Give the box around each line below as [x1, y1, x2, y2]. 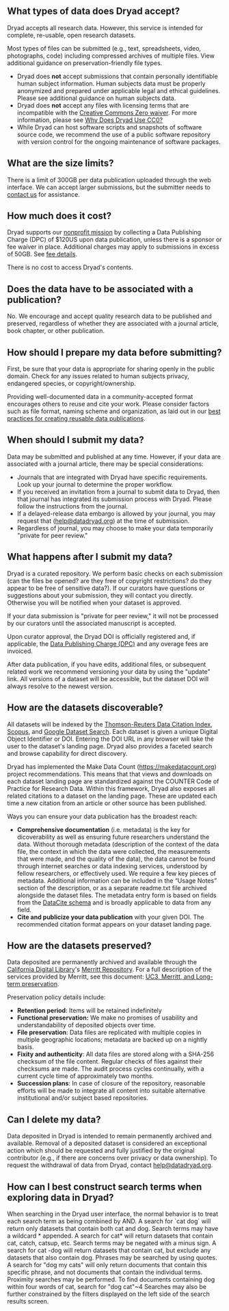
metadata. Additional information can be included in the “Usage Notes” [16, 877, 217, 885]
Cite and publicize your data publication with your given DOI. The [16, 913, 204, 921]
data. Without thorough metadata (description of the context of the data [16, 840, 219, 848]
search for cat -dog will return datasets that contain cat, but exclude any [7, 1246, 211, 1254]
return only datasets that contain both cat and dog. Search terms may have [7, 1224, 219, 1232]
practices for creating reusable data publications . [7, 415, 146, 423]
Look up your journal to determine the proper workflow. [16, 480, 173, 489]
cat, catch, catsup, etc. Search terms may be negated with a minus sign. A [7, 1238, 217, 1247]
